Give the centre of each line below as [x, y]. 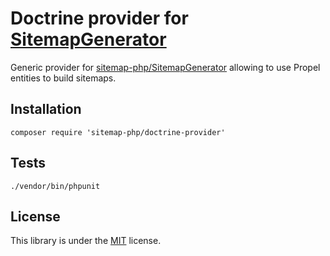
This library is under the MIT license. [86, 241]
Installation [46, 109]
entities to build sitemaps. [63, 78]
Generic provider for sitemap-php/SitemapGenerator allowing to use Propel [165, 67]
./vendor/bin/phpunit [55, 186]
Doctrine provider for [99, 18]
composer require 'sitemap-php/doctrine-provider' [118, 132]
